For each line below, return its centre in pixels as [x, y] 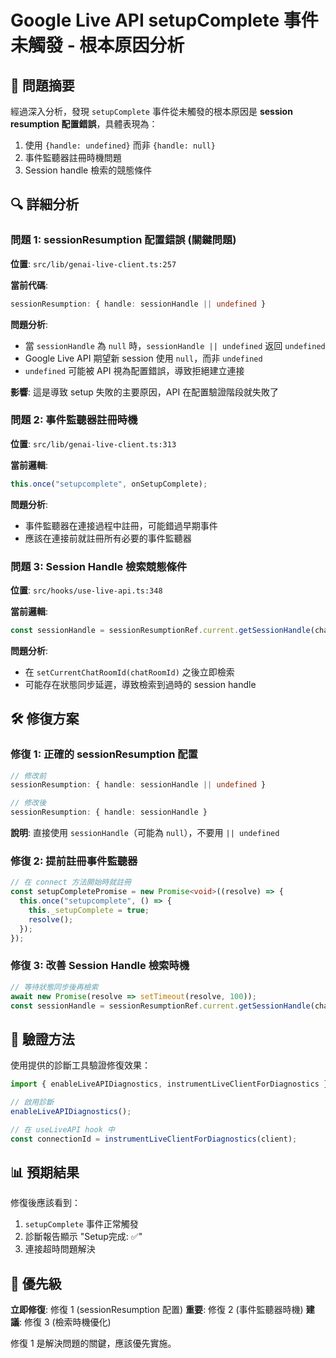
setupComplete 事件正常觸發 [81, 1224]
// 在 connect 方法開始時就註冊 [71, 882]
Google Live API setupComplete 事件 [164, 20]
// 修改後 [28, 803]
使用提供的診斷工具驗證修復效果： [80, 1065]
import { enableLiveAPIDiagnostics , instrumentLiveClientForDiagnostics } [169, 1084]
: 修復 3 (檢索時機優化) [65, 1322]
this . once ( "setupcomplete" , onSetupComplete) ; [109, 484]
